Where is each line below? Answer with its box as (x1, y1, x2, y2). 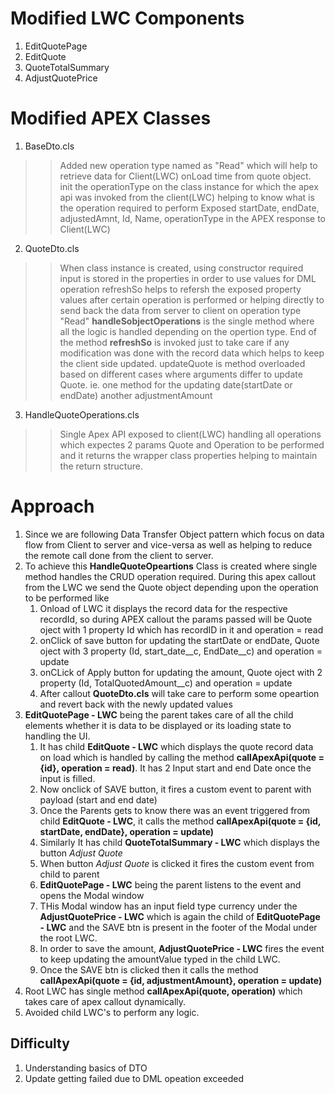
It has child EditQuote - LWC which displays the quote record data (39, 740, 314, 752)
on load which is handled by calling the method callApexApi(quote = (39, 751, 325, 763)
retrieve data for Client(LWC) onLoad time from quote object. (59, 170, 312, 182)
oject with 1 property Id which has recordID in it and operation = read (39, 623, 324, 636)
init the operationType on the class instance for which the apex (59, 180, 319, 192)
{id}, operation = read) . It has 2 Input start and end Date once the (39, 762, 312, 774)
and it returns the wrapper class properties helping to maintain (59, 449, 318, 461)
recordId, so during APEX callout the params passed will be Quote (39, 613, 313, 625)
